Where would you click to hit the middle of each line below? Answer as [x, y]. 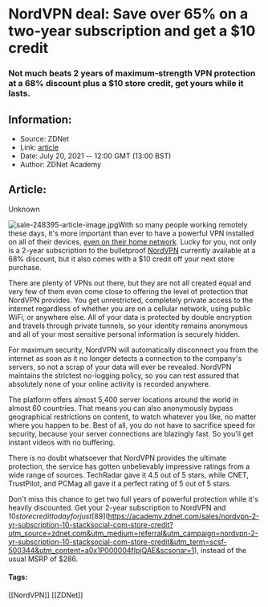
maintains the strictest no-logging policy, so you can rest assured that [124, 375]
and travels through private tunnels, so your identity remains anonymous [128, 326]
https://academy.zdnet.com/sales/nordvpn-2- [184, 516]
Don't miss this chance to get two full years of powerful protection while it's [134, 498]
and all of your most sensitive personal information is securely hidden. [124, 334]
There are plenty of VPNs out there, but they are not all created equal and [130, 283]
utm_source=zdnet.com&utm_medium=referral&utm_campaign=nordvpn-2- [134, 533]
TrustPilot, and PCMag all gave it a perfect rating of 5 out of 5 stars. [120, 483]
